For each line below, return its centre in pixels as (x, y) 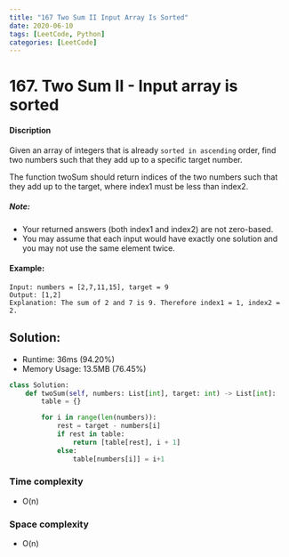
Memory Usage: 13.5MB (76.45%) (84, 368)
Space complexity (49, 524)
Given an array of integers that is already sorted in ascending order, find (143, 150)
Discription (30, 131)
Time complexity (46, 481)
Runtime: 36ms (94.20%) (68, 359)
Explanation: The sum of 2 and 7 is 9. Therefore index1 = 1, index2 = (144, 303)
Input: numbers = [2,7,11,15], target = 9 (89, 287)
